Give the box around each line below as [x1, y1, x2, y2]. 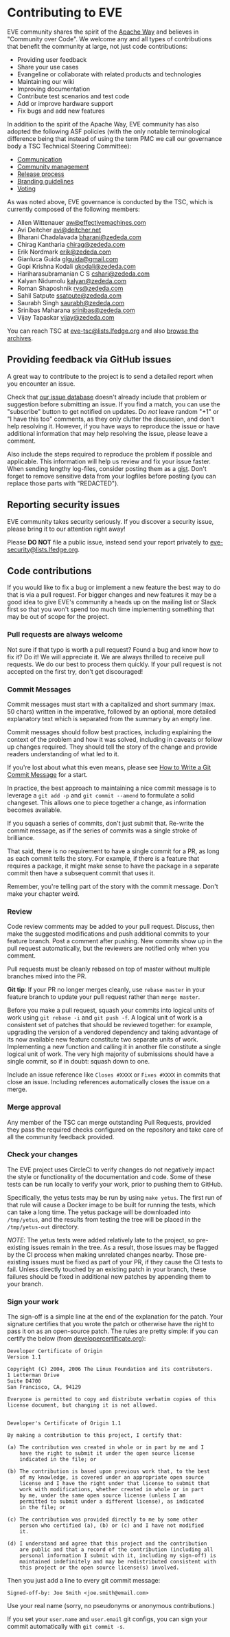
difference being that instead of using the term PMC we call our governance [7, 134, 222, 142]
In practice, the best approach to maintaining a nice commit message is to [7, 784, 216, 792]
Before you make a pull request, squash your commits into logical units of [7, 1006, 215, 1015]
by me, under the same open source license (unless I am [19, 1492, 186, 1499]
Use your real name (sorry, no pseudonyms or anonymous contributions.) [7, 1602, 215, 1610]
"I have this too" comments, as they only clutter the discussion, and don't [7, 415, 214, 423]
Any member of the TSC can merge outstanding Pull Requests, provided [7, 1118, 211, 1126]
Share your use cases [16, 63, 79, 71]
